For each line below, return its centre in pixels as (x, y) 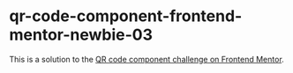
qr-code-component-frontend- (126, 16)
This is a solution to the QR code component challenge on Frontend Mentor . (146, 59)
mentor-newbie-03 (81, 35)
